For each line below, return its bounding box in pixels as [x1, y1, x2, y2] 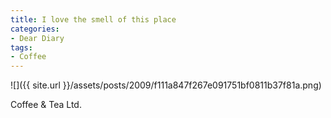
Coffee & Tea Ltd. [10, 99, 82, 111]
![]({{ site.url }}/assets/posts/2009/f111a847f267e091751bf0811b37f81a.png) [10, 79, 322, 91]
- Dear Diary [10, 33, 65, 43]
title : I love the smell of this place [10, 14, 177, 25]
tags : [10, 42, 33, 53]
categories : [10, 24, 60, 34]
